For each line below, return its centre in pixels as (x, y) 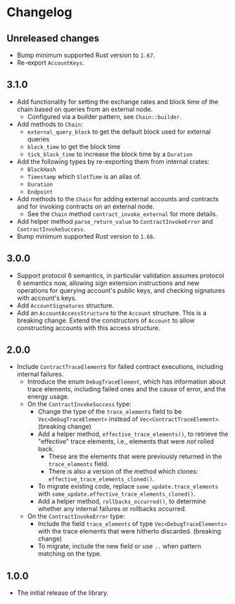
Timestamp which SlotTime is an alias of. (84, 176)
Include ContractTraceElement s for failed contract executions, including (120, 367)
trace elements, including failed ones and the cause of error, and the (127, 389)
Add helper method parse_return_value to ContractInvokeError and (115, 221)
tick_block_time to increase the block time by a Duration (110, 154)
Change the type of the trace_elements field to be (110, 412)
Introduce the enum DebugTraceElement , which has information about (126, 382)
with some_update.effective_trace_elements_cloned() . (117, 494)
